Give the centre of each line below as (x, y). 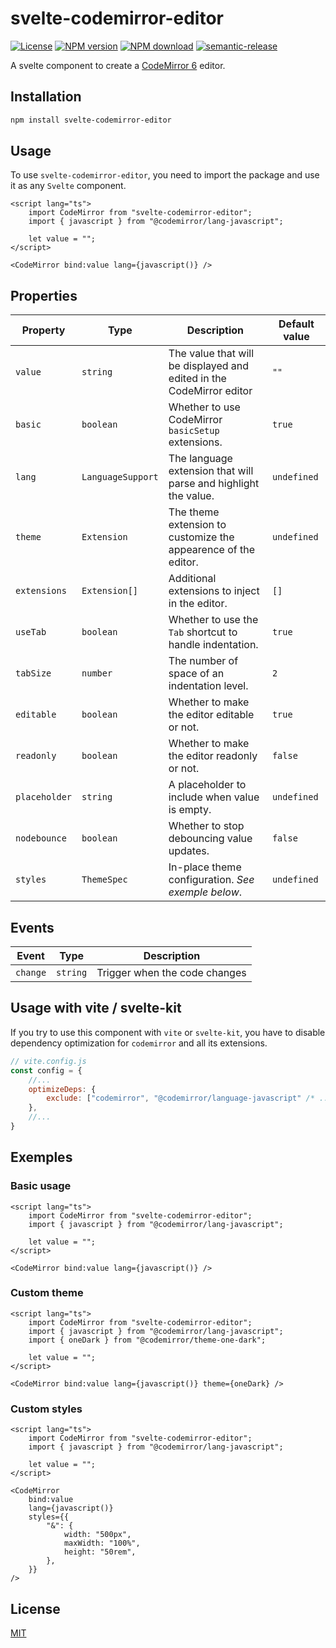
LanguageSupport (120, 477)
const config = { (46, 1070)
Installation (46, 97)
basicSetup (194, 431)
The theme (194, 512)
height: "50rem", (100, 1552)
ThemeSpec (104, 880)
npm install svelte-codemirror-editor (91, 120)
